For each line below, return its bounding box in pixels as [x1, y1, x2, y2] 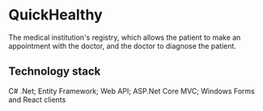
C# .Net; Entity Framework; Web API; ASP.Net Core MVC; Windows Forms [8, 86, 255, 96]
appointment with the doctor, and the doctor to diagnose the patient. [8, 41, 237, 50]
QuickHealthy [8, 6, 103, 24]
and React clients [8, 95, 66, 105]
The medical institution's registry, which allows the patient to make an [8, 32, 241, 42]
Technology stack [8, 65, 101, 79]
